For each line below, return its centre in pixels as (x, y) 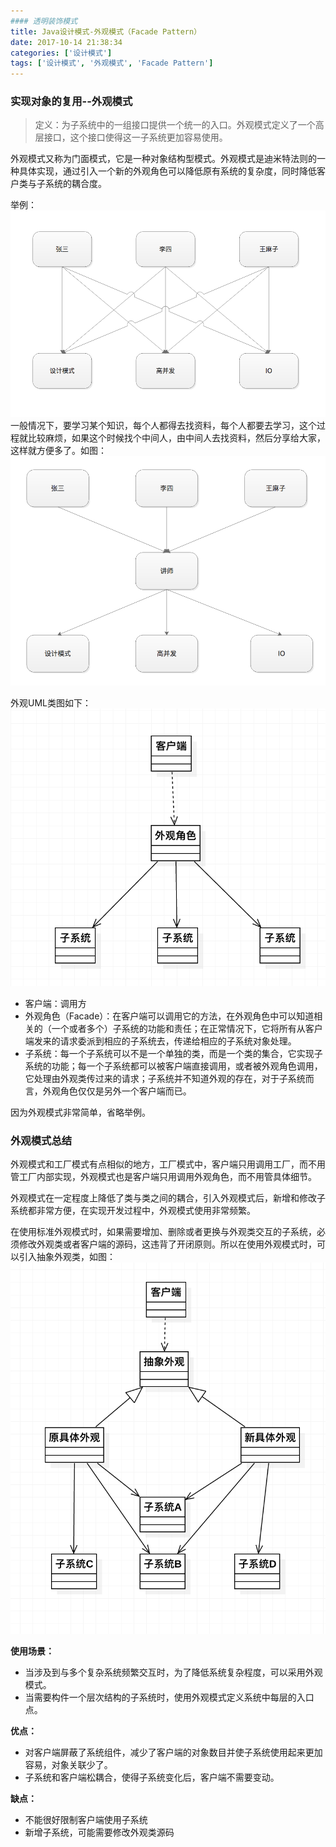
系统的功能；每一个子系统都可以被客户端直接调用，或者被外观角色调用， (173, 1066)
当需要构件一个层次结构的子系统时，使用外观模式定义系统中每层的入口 (169, 1697)
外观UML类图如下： (51, 702)
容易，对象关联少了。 (68, 1764)
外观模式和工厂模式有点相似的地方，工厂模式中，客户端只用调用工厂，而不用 (168, 1164)
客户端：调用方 (55, 1003)
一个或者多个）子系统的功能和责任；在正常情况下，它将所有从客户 (187, 1028)
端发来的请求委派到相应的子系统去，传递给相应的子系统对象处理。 (160, 1041)
